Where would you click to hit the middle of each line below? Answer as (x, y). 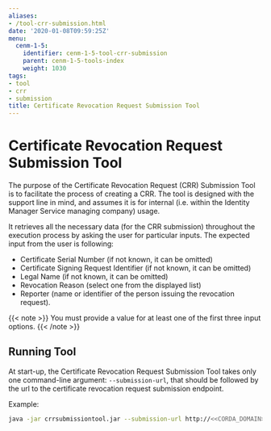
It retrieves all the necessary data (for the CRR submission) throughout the (132, 227)
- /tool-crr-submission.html (57, 23)
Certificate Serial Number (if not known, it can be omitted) (117, 260)
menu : (17, 38)
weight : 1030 (45, 69)
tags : (17, 76)
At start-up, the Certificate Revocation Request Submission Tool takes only (132, 371)
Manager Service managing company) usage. (84, 211)
